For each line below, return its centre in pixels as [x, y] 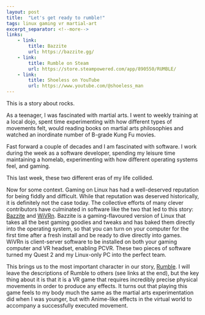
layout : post [23, 12]
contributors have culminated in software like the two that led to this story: [100, 209]
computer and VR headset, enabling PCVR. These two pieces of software [99, 248]
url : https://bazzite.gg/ [61, 52]
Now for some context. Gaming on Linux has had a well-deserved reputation [102, 190]
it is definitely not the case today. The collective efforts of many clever [95, 203]
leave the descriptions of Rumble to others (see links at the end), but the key [103, 273]
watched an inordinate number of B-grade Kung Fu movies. [81, 135]
